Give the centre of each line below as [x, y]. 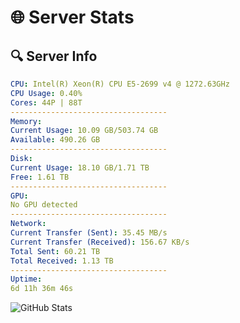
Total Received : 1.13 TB [62, 261]
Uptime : [26, 279]
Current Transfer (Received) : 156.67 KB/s [100, 242]
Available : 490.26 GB [55, 140]
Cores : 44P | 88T [46, 102]
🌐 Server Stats [72, 17]
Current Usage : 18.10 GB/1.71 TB [80, 167]
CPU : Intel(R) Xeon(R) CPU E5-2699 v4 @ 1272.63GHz [120, 84]
